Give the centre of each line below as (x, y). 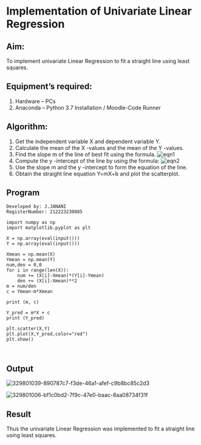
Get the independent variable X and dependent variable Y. (88, 141)
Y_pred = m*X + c (28, 313)
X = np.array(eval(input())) (43, 239)
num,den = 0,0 (24, 265)
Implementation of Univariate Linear (99, 11)
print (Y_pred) (26, 318)
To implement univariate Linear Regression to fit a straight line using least (98, 61)
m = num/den (21, 287)
